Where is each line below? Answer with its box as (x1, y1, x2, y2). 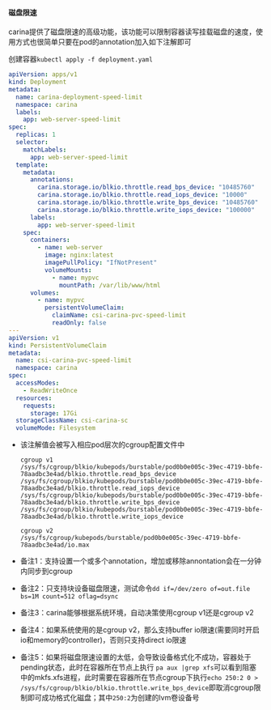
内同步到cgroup (19, 567, 73, 576)
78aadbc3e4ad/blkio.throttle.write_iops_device (19, 512, 184, 521)
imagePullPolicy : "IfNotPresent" (44, 259, 158, 267)
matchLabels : (23, 146, 67, 154)
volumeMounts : (44, 266, 92, 274)
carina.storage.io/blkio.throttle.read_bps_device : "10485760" (37, 183, 255, 192)
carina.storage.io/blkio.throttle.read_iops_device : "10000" (37, 191, 248, 199)
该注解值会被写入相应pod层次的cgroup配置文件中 (19, 440, 185, 449)
